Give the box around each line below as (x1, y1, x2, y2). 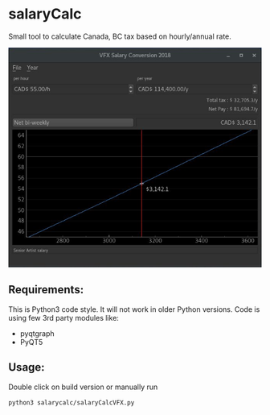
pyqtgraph (19, 328, 55, 338)
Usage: (8, 360, 46, 375)
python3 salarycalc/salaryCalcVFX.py (8, 398, 135, 407)
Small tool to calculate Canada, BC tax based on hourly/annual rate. (8, 31, 231, 41)
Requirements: (8, 283, 84, 297)
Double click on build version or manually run (8, 382, 158, 392)
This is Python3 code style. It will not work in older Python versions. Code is (8, 304, 260, 314)
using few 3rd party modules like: (8, 313, 119, 322)
